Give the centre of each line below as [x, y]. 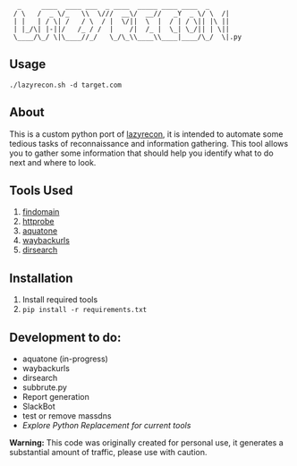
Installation [41, 278]
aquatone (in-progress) [65, 359]
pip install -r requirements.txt [85, 310]
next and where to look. [53, 162]
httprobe [38, 222]
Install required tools [60, 300]
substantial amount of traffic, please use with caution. [108, 453]
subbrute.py [44, 387]
